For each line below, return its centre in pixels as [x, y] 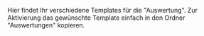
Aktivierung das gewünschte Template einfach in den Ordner [96, 18]
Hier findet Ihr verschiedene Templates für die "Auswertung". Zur [102, 10]
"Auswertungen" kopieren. [46, 25]
